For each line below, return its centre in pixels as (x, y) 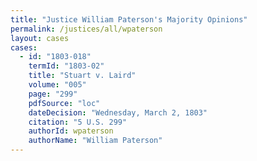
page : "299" (53, 94)
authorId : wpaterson (71, 131)
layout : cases (40, 38)
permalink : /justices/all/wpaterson (86, 29)
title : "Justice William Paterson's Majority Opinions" (129, 19)
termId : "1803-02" (66, 66)
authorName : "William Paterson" (95, 141)
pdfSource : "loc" (64, 103)
